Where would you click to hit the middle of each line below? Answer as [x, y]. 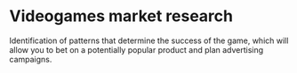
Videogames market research [121, 16]
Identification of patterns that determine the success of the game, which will [149, 40]
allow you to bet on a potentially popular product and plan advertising [136, 49]
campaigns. [31, 59]
